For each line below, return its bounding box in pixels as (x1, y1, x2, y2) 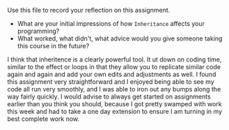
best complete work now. (7, 115, 80, 123)
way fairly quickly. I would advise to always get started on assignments (7, 92, 211, 101)
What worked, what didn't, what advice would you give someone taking (17, 34, 223, 43)
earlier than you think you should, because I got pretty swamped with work (7, 100, 222, 108)
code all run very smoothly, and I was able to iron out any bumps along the (7, 85, 221, 93)
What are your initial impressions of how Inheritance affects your (17, 20, 205, 27)
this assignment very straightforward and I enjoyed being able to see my (7, 78, 214, 86)
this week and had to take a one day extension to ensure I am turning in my (7, 108, 223, 115)
